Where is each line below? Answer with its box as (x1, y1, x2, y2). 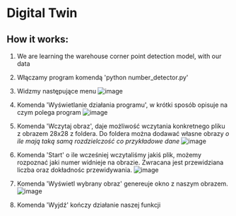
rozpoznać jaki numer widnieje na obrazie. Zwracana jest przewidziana (16, 158, 224, 166)
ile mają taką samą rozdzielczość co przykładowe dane (16, 137, 180, 145)
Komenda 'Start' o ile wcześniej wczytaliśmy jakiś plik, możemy (16, 151, 202, 159)
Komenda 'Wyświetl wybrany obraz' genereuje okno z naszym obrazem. (16, 179, 229, 188)
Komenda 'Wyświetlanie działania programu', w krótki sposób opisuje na (16, 101, 228, 109)
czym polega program (16, 108, 82, 116)
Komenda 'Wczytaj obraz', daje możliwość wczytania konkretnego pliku (16, 122, 225, 130)
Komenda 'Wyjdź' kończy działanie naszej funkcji (16, 200, 161, 209)
